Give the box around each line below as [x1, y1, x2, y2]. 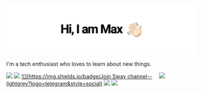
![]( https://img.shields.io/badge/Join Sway [21, 72, 126, 80]
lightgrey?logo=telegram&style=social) [6, 80, 103, 87]
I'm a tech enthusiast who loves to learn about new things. [6, 60, 152, 68]
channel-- [127, 72, 152, 80]
